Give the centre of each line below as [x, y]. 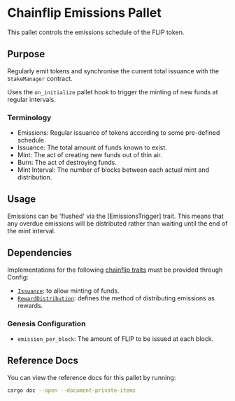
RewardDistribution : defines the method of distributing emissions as [116, 298]
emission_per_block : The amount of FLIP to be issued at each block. [115, 338]
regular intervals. [31, 99]
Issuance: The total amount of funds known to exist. [92, 147]
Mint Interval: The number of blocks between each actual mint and [113, 170]
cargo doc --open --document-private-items [72, 390]
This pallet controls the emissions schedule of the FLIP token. [96, 32]
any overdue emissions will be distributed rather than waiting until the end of [117, 223]
